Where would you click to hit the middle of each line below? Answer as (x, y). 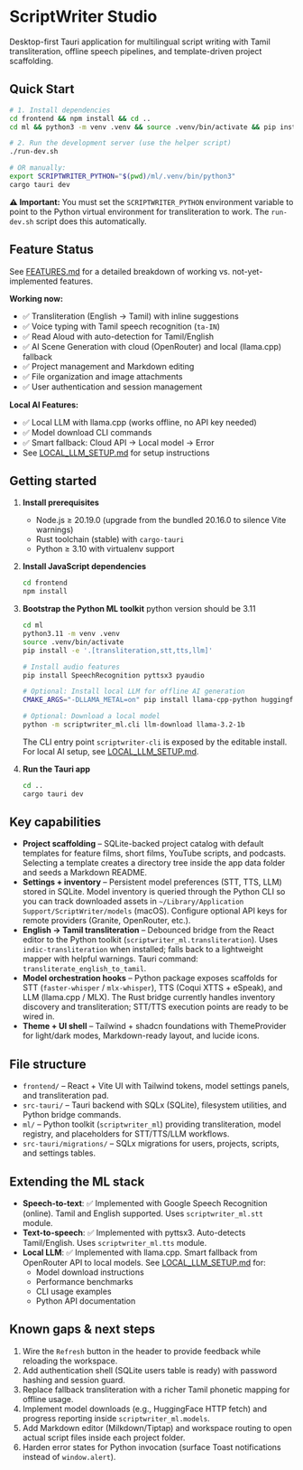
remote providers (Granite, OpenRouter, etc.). (106, 921)
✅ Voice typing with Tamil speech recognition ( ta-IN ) (121, 326)
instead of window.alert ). (69, 1456)
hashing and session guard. (74, 1380)
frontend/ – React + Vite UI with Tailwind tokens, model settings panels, (156, 1086)
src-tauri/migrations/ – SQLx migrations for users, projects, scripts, (151, 1144)
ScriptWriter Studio (83, 17)
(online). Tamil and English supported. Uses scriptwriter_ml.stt (142, 1213)
